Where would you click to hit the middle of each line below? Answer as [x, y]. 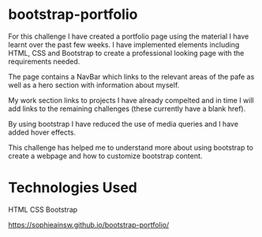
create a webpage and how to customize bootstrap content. [105, 156]
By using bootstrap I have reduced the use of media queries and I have [124, 124]
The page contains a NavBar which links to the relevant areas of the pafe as [131, 76]
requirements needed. [44, 61]
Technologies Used [73, 188]
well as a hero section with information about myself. [94, 85]
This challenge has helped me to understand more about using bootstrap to [131, 147]
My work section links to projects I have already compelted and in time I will [131, 100]
